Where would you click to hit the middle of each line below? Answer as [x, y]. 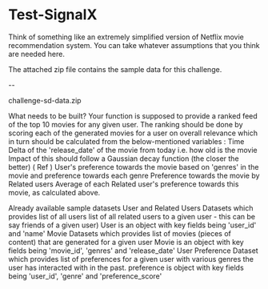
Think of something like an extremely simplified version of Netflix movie [126, 37]
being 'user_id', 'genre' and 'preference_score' [85, 276]
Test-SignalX [53, 15]
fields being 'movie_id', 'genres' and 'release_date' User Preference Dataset [133, 251]
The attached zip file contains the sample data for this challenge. [115, 69]
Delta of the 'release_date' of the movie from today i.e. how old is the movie [133, 150]
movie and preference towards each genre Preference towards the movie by [134, 175]
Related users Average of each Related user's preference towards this [124, 184]
